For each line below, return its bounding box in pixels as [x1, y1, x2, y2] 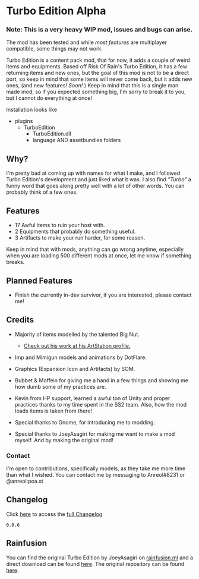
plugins [14, 118, 33, 125]
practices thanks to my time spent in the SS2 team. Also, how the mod [14, 401, 187, 408]
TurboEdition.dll [32, 130, 71, 137]
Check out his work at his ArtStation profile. [23, 342, 131, 349]
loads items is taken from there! [14, 407, 93, 414]
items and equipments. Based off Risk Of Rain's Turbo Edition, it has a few [6, 63, 188, 70]
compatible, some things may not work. [6, 45, 103, 52]
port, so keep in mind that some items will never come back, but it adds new [6, 75, 192, 83]
